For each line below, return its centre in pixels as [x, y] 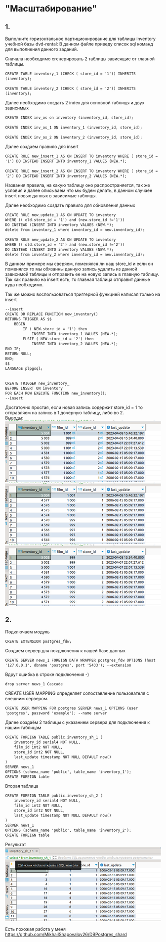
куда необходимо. [24, 285]
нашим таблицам [23, 727]
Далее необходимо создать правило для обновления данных [70, 205]
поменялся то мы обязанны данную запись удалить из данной [71, 269]
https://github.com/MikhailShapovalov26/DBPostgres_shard [66, 935]
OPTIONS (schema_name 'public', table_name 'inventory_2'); [68, 830]
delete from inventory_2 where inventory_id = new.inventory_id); [75, 255]
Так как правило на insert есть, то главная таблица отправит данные [78, 279]
